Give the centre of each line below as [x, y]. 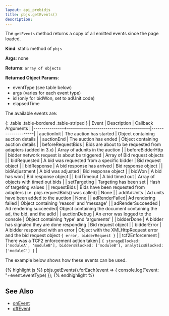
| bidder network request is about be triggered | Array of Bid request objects [84, 155]
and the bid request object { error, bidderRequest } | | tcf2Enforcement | [82, 235]
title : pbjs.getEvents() [31, 15]
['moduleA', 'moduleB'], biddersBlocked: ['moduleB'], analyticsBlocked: [84, 246]
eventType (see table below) [42, 88]
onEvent [21, 303]
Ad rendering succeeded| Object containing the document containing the [81, 209]
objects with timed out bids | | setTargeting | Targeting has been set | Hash [83, 182]
